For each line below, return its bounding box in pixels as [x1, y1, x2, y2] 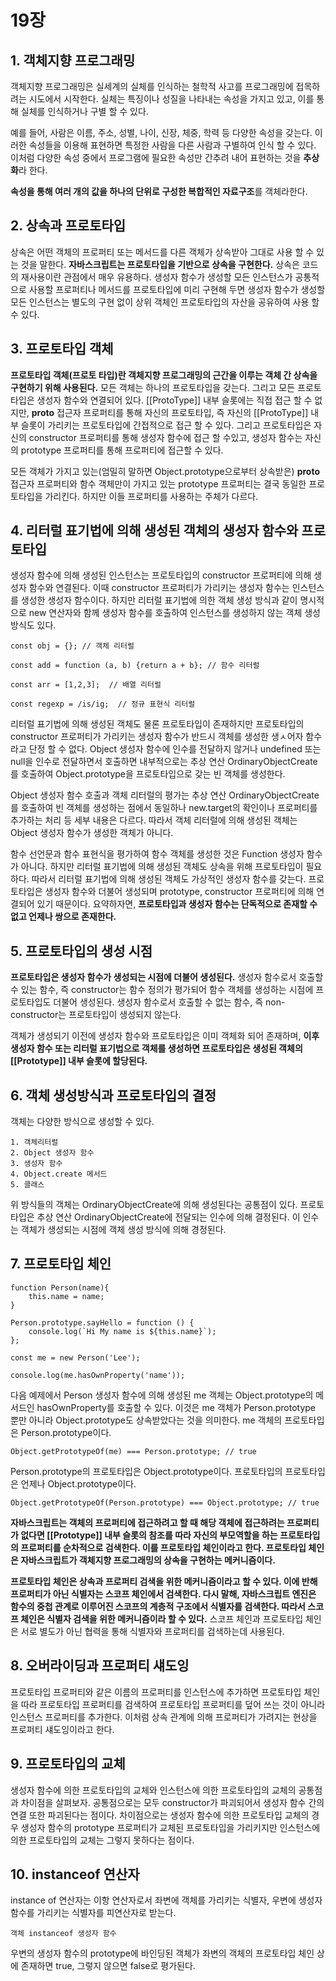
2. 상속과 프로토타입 [10, 217, 127, 235]
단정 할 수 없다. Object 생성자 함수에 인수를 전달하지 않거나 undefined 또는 [28, 743, 322, 755]
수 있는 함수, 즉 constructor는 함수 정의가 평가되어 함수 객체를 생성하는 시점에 [10, 984, 314, 996]
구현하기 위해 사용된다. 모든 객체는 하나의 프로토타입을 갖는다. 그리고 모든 [10, 381, 296, 393]
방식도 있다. [10, 619, 57, 631]
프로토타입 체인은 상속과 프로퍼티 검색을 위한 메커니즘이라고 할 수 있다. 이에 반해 [10, 1575, 318, 1587]
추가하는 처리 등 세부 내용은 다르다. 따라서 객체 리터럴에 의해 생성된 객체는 [10, 814, 298, 826]
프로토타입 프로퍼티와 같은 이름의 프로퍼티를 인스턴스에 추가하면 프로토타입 [10, 1686, 302, 1698]
